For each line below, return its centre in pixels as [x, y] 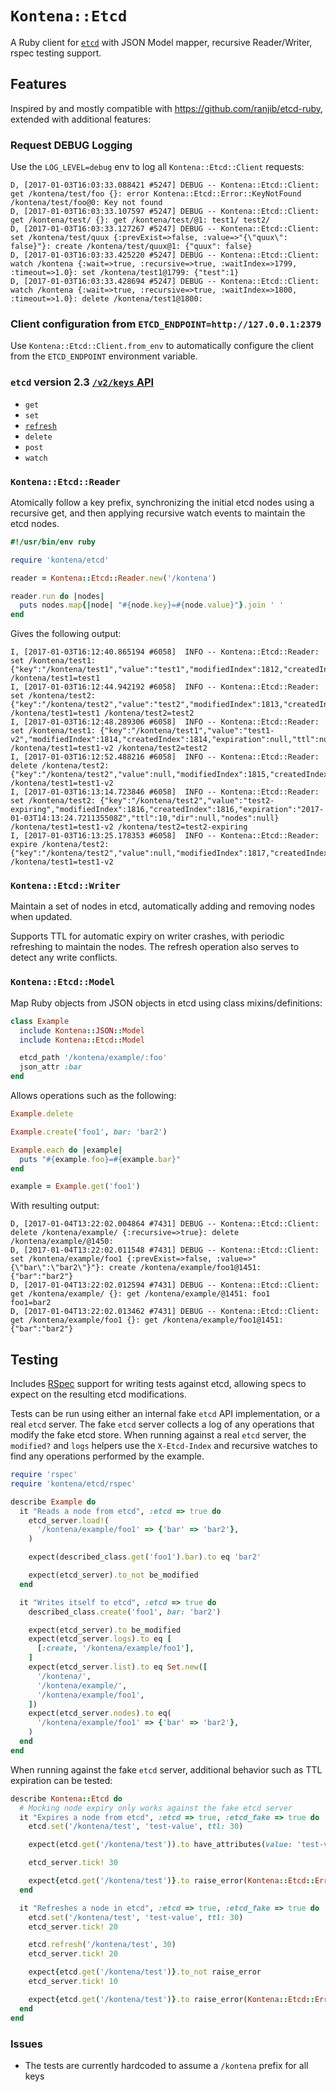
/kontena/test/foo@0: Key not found [86, 203]
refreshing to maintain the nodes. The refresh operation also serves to [155, 947]
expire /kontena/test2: [60, 845]
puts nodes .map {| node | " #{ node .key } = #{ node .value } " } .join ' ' [151, 605]
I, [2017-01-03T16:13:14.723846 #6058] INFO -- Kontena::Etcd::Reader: [165, 792]
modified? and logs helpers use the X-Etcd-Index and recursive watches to [164, 1446]
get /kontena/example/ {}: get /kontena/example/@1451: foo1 [140, 1294]
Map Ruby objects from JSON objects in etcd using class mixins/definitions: [166, 1003]
